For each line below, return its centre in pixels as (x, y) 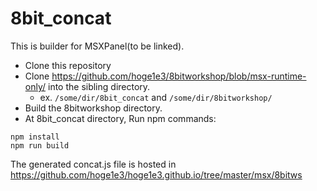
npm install (35, 137)
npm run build (40, 145)
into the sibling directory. (99, 86)
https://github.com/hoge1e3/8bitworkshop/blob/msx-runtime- (179, 76)
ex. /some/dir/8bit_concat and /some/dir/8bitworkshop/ (156, 97)
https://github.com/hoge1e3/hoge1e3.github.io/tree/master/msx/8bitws (156, 174)
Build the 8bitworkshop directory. (93, 108)
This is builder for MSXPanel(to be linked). (97, 46)
